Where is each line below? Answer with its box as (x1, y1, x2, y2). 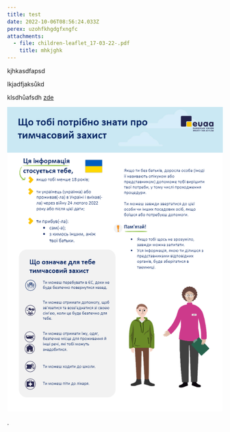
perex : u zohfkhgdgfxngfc (7, 25, 78, 32)
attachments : (7, 33, 44, 40)
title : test (7, 11, 41, 18)
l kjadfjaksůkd (7, 80, 44, 88)
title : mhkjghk (19, 47, 63, 54)
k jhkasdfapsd (7, 67, 46, 75)
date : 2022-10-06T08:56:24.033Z (7, 18, 99, 25)
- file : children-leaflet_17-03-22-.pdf (13, 40, 130, 47)
